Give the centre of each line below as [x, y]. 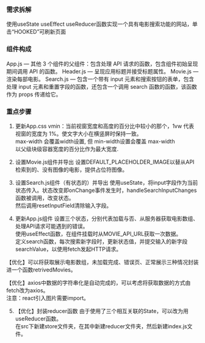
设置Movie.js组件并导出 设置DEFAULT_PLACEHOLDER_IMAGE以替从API [105, 162]
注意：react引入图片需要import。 [48, 298]
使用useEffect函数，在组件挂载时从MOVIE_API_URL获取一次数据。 [98, 234]
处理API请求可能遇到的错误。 [52, 226]
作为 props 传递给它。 [34, 94]
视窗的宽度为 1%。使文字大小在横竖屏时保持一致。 [78, 133]
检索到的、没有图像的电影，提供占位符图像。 [71, 169]
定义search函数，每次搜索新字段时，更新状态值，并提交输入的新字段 [101, 241]
